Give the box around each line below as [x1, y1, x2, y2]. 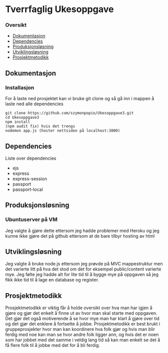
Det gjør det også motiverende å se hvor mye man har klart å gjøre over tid [5, 316, 160, 322]
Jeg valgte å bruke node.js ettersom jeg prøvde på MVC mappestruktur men [5, 261, 163, 267]
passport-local [12, 186, 43, 192]
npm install [5, 119, 30, 124]
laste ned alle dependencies [5, 101, 64, 107]
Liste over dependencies [5, 155, 57, 161]
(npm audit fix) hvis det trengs [5, 124, 75, 129]
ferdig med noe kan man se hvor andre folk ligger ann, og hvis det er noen [5, 331, 159, 338]
